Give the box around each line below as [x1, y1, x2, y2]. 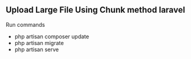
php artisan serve [14, 46, 59, 53]
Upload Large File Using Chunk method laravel [5, 5, 186, 15]
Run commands [5, 21, 45, 28]
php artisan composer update [14, 33, 90, 40]
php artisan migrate [14, 39, 64, 46]
